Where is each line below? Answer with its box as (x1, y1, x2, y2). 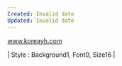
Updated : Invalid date (7, 17, 74, 24)
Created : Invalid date (7, 10, 74, 18)
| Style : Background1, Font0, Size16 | (7, 50, 116, 59)
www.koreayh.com (7, 36, 62, 45)
